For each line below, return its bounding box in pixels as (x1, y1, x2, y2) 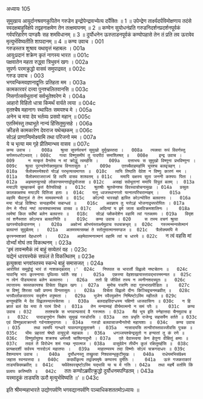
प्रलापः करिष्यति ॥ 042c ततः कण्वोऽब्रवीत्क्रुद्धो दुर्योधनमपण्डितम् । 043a (6, 367, 154, 374)
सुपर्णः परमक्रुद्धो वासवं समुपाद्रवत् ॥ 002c (6, 65, 86, 72)
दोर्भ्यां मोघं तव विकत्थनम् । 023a (6, 239, 72, 246)
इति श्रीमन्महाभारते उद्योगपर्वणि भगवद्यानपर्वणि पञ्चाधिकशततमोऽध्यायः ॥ (6, 386, 139, 394)
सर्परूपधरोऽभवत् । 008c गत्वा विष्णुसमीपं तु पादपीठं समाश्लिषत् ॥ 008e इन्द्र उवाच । (6, 152, 182, 159)
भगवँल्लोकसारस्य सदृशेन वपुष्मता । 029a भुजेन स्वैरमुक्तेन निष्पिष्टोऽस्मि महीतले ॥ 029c (6, 293, 177, 299)
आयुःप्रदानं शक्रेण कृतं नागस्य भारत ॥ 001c (6, 52, 90, 58)
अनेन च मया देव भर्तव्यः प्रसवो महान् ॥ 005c (6, 113, 91, 120)
